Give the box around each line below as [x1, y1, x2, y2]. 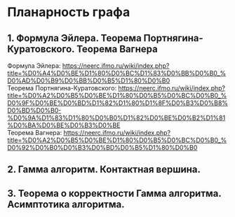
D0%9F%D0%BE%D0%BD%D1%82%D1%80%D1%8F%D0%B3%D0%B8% [7, 99, 229, 107]
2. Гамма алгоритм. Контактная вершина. [7, 164, 201, 176]
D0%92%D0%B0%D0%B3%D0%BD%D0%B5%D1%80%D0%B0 [7, 143, 198, 151]
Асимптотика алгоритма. [7, 198, 125, 210]
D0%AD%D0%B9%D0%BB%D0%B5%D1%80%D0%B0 [7, 76, 170, 85]
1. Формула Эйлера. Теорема [7, 32, 142, 44]
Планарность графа [7, 4, 130, 20]
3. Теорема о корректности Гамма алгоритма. [7, 187, 222, 199]
